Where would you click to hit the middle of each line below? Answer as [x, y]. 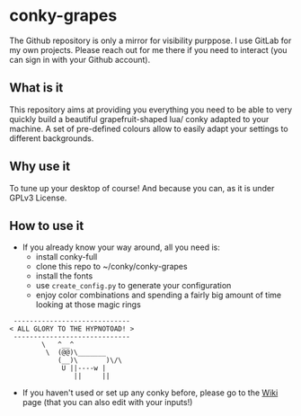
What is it [36, 88]
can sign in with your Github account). [80, 59]
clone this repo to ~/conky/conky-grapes [111, 267]
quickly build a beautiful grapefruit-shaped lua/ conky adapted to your [139, 119]
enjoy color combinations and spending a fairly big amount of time [158, 295]
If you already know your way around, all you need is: [121, 247]
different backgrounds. [52, 138]
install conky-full [66, 257]
